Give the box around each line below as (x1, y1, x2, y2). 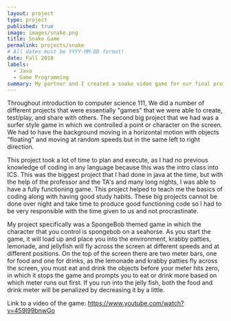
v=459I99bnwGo (7, 307, 55, 315)
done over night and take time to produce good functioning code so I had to (7, 200, 222, 208)
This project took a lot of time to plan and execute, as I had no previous (7, 156, 208, 165)
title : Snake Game (7, 36, 60, 43)
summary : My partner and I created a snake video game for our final (7, 80, 211, 87)
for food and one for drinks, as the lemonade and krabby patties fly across (7, 257, 218, 265)
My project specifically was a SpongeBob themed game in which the (7, 220, 201, 228)
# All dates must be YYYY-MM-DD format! (7, 49, 125, 56)
